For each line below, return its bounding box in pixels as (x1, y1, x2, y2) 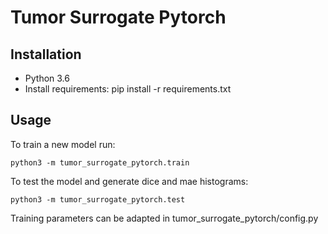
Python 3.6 (24, 72, 70, 84)
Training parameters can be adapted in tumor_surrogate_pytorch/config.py (10, 212, 319, 224)
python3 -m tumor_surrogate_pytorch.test (10, 194, 186, 205)
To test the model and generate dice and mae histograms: (10, 175, 249, 187)
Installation (10, 46, 82, 63)
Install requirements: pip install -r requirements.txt (24, 83, 232, 95)
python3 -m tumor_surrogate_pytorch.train (10, 157, 190, 168)
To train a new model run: (10, 138, 116, 150)
